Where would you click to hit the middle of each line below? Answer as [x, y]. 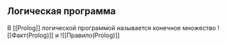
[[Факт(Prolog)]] [30, 35]
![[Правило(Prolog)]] [90, 35]
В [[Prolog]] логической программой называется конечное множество [112, 27]
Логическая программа [62, 11]
